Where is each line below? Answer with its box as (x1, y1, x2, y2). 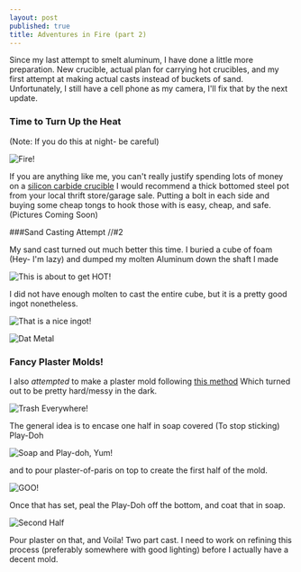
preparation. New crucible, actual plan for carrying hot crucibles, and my (9, 64, 279, 75)
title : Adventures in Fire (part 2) (9, 30, 147, 39)
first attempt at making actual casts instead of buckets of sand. (9, 74, 244, 85)
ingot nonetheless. (9, 298, 78, 309)
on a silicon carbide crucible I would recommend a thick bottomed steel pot (9, 180, 290, 191)
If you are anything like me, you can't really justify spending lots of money (9, 170, 284, 181)
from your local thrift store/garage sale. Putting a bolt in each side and (9, 190, 270, 201)
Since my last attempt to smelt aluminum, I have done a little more (9, 55, 254, 66)
